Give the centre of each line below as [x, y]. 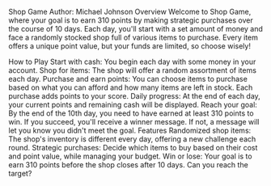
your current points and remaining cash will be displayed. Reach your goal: [133, 105]
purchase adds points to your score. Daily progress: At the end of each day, [134, 96]
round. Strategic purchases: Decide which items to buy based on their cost [133, 148]
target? [20, 173]
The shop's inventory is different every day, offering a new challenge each [132, 139]
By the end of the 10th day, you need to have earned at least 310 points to [131, 113]
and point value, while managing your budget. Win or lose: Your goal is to [130, 156]
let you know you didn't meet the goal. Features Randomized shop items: [130, 130]
